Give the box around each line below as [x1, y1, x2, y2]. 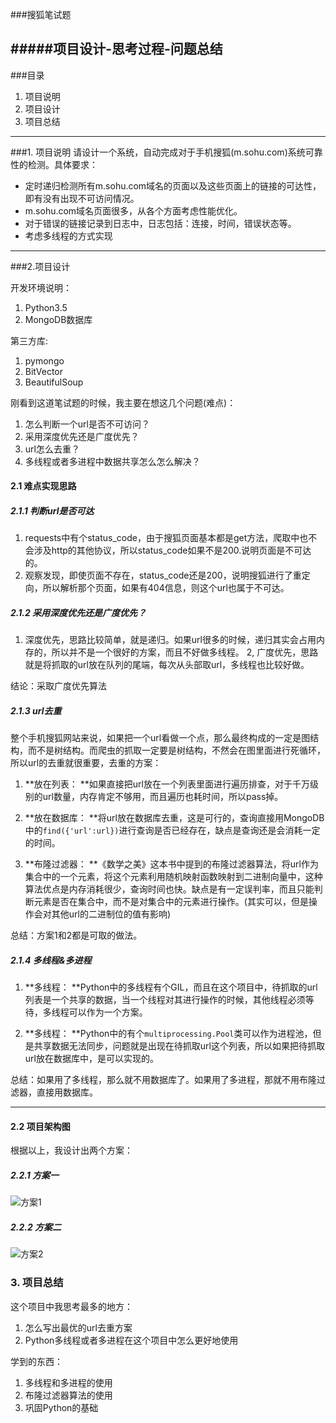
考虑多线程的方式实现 [24, 229, 113, 242]
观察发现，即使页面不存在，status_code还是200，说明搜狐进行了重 [24, 569, 302, 582]
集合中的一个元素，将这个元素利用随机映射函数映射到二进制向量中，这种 [24, 871, 323, 883]
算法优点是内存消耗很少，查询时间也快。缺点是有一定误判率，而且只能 [24, 883, 315, 895]
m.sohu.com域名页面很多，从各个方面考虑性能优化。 [24, 204, 243, 217]
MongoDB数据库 [24, 313, 93, 325]
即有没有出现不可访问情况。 [24, 192, 140, 204]
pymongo [24, 354, 65, 367]
